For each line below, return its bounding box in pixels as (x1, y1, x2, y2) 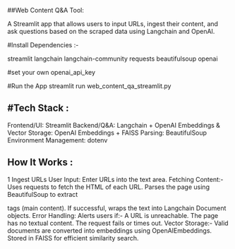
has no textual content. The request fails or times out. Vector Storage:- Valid (7, 219, 229, 227)
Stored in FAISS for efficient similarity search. (7, 233, 139, 242)
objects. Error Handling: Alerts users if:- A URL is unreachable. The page (7, 211, 219, 219)
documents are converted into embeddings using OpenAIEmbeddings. (7, 226, 212, 235)
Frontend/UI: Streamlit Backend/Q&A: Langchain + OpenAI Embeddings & (7, 121, 221, 129)
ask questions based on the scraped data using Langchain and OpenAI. (7, 28, 215, 35)
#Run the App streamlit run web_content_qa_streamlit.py (7, 82, 171, 90)
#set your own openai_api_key (7, 68, 96, 76)
